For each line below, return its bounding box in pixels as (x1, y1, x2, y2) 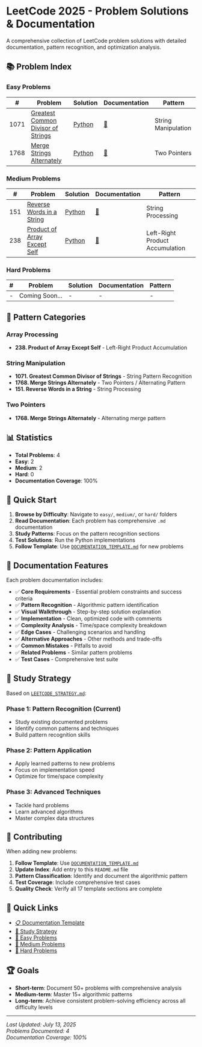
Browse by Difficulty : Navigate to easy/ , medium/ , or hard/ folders (14, 511, 177, 518)
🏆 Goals (6, 965, 39, 976)
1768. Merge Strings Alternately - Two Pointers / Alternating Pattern (14, 379, 186, 386)
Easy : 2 (14, 458, 34, 466)
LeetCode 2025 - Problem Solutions (6, 4, 189, 18)
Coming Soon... (19, 292, 63, 300)
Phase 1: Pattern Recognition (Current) (6, 705, 121, 713)
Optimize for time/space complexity (14, 773, 104, 780)
